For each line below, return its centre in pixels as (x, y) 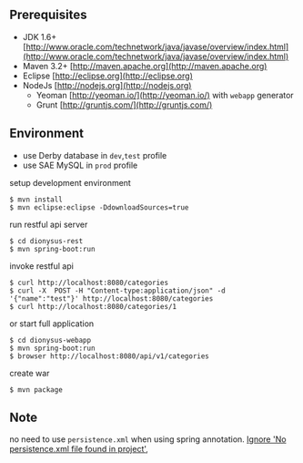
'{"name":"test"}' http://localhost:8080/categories (111, 298)
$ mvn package (36, 390)
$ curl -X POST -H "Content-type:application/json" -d (117, 291)
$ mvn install (36, 200)
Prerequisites (48, 15)
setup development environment (71, 182)
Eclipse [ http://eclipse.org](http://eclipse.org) (107, 76)
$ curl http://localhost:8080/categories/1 (93, 306)
